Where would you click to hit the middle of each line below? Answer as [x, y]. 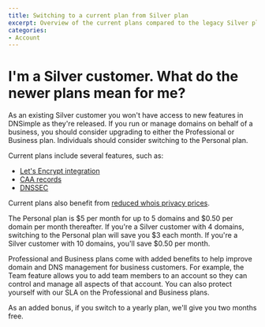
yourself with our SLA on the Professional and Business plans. [109, 292]
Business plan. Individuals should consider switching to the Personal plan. [128, 141]
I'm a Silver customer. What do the [123, 77]
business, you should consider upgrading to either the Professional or [121, 132]
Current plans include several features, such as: [86, 156]
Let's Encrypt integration [60, 171]
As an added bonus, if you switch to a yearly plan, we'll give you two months [132, 308]
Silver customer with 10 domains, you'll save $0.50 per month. [109, 244]
